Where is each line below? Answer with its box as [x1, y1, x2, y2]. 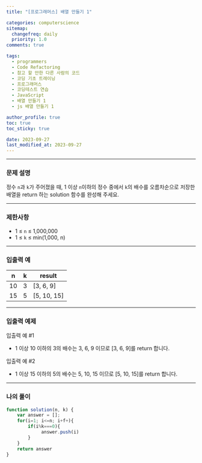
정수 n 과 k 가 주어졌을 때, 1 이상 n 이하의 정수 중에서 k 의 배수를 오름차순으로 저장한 [6, 183, 195, 191]
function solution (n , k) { [6, 406, 74, 413]
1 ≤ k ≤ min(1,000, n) [14, 233, 66, 241]
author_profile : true [6, 114, 61, 121]
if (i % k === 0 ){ [28, 423, 61, 430]
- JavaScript [11, 92, 44, 98]
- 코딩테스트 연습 [11, 87, 49, 93]
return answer [17, 446, 52, 452]
